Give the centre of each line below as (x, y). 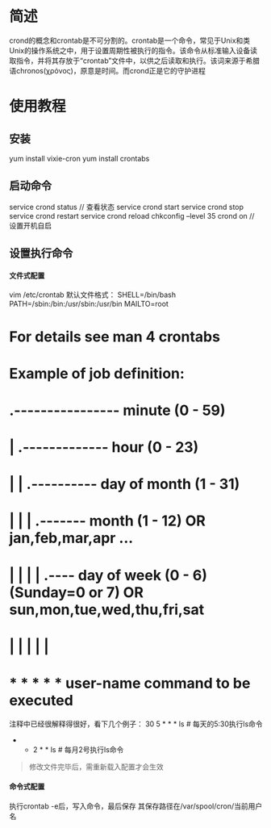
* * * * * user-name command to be (130, 684)
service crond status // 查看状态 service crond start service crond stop (127, 207)
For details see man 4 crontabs (115, 337)
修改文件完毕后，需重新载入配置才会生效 (96, 767)
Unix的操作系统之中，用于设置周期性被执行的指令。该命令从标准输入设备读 (133, 50)
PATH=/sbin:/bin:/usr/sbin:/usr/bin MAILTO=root (89, 304)
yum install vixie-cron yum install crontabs (79, 158)
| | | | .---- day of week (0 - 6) (108, 575)
